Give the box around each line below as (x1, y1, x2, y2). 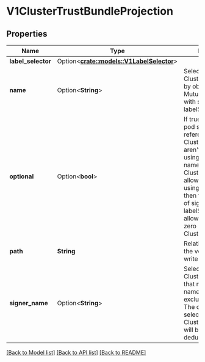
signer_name (9, 299, 48, 307)
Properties (6, 29, 48, 39)
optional (9, 172, 34, 181)
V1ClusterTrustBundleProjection (6, 4, 174, 18)
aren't (183, 145, 201, 154)
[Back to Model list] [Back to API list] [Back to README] (6, 349, 146, 356)
